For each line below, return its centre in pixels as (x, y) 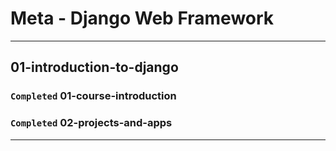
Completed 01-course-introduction (93, 96)
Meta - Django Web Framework (142, 18)
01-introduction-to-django (94, 67)
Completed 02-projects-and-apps (91, 123)
